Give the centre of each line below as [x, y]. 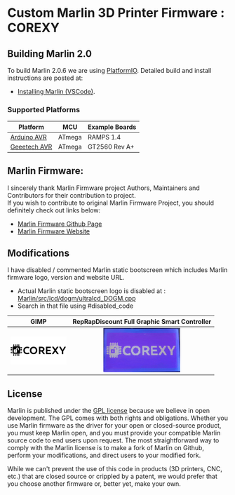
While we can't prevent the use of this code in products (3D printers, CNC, [115, 469]
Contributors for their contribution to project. [72, 195]
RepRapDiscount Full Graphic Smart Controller [142, 321]
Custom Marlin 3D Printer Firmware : [116, 13]
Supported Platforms [44, 109]
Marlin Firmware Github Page [60, 224]
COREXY [33, 28]
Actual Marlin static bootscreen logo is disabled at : [92, 291]
